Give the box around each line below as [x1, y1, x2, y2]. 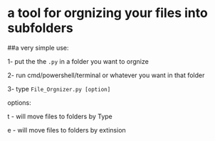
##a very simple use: [7, 43, 69, 52]
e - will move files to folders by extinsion [7, 125, 126, 134]
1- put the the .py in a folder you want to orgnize [7, 57, 150, 65]
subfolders [7, 20, 73, 36]
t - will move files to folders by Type [7, 112, 112, 120]
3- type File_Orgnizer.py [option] [7, 84, 111, 93]
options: [7, 98, 32, 107]
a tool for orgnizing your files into [7, 5, 208, 21]
